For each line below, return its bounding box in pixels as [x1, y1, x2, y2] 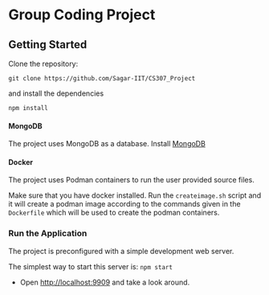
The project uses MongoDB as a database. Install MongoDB [8, 139, 206, 149]
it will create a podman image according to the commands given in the [8, 199, 241, 209]
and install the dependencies [8, 88, 104, 98]
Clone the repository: [8, 59, 79, 68]
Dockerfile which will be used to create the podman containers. [8, 207, 220, 218]
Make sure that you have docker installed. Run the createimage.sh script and [8, 191, 262, 200]
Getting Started [8, 38, 88, 51]
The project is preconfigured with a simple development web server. [8, 246, 234, 256]
